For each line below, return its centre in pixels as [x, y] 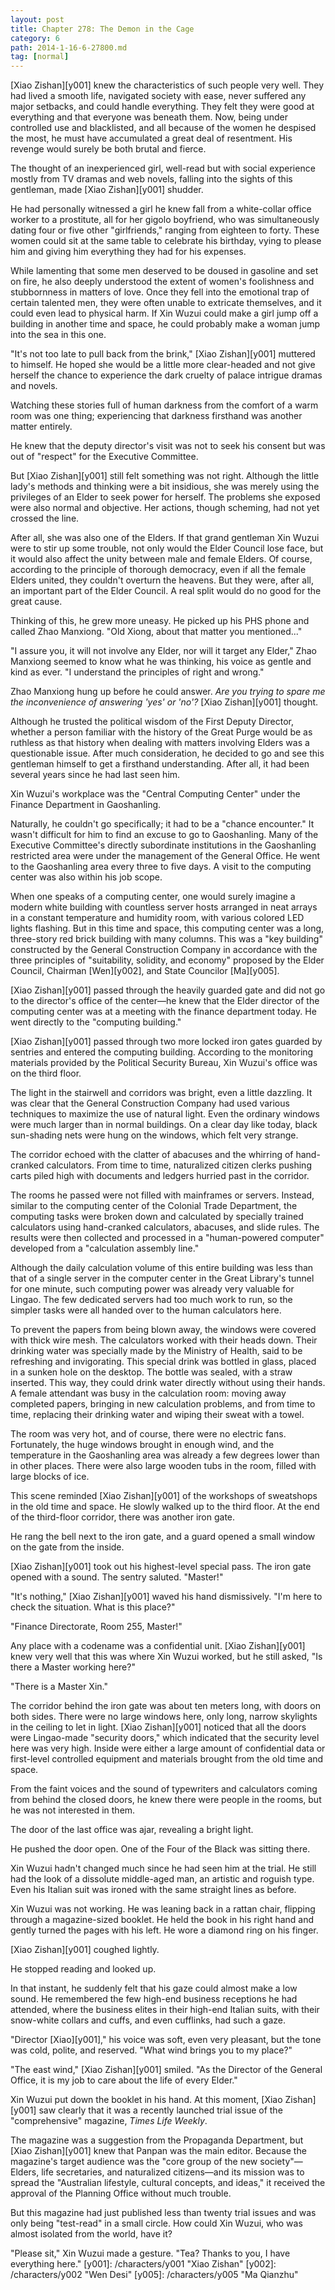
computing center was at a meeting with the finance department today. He [163, 1012]
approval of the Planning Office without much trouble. [121, 2193]
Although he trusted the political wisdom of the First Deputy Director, [152, 722]
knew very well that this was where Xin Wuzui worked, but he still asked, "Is [166, 1657]
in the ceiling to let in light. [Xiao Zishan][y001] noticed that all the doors [158, 1727]
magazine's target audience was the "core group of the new [134, 2162]
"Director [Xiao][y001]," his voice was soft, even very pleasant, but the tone [166, 2040]
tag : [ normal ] [40, 57]
